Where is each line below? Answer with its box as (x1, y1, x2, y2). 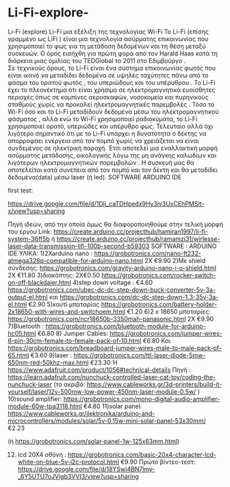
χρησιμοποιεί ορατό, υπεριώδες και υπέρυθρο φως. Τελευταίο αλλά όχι (8, 122, 214, 130)
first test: (8, 186, 34, 195)
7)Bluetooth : (8, 322, 44, 330)
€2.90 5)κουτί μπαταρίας (28, 300, 100, 308)
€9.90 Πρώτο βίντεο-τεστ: (120, 458, 196, 466)
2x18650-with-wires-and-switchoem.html (8, 307, 126, 316)
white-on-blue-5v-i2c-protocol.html (17, 458, 119, 466)
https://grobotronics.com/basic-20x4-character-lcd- (68, 450, 216, 458)
